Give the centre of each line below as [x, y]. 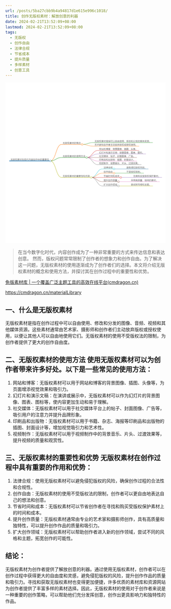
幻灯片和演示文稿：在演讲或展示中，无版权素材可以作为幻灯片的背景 [84, 395]
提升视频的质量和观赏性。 [39, 440]
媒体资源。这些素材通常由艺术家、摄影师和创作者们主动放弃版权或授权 [83, 330]
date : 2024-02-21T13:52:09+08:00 [41, 21]
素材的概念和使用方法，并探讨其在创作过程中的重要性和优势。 [87, 271]
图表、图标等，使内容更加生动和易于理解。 [66, 402]
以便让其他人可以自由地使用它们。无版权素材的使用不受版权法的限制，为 [90, 336]
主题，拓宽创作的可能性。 [48, 538]
